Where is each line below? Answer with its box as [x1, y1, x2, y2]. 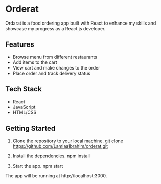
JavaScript [12, 104, 36, 110]
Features [5, 40, 34, 49]
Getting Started [5, 124, 56, 133]
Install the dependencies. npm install [12, 153, 90, 159]
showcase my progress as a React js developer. [5, 25, 106, 31]
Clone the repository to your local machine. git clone [12, 137, 124, 144]
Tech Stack [5, 85, 42, 94]
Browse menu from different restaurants [12, 54, 97, 60]
